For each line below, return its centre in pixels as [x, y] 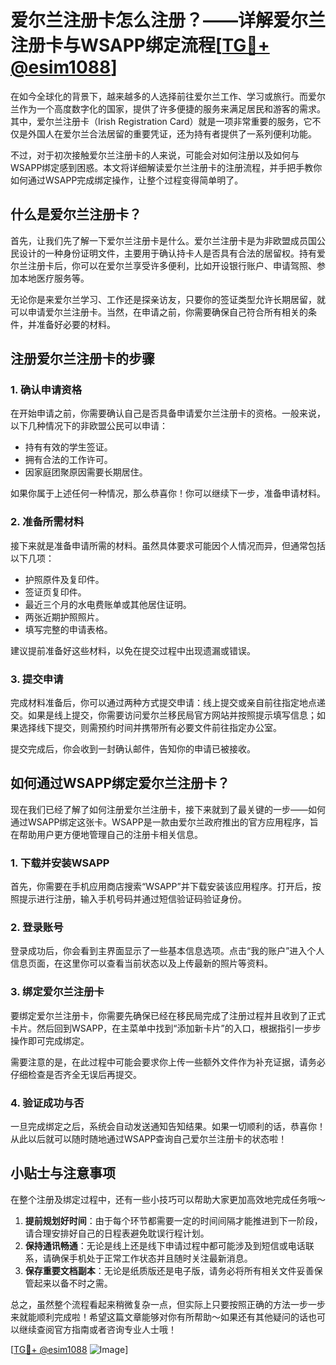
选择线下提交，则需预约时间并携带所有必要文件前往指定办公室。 [150, 728]
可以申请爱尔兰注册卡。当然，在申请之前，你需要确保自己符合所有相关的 [159, 312]
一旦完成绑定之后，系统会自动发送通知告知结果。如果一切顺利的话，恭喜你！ [168, 1127]
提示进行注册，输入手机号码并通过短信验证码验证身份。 [132, 899]
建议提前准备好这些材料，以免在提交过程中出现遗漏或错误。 [133, 650]
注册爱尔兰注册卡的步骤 [82, 359]
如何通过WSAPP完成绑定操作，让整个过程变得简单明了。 [127, 180]
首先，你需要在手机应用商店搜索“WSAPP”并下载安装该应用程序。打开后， [161, 887]
